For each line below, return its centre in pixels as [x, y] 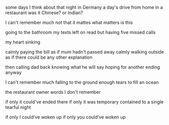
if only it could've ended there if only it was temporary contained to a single [84, 102]
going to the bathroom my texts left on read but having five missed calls [81, 32]
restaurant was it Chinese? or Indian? [44, 13]
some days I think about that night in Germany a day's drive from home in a [84, 7]
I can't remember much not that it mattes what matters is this [69, 23]
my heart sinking [23, 42]
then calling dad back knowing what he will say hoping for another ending [83, 67]
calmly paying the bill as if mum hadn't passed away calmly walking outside [85, 52]
